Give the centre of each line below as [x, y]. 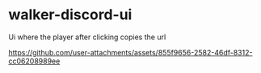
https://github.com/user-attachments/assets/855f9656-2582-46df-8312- [130, 52]
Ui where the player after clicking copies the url [87, 37]
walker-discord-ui [70, 15]
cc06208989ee [34, 61]
